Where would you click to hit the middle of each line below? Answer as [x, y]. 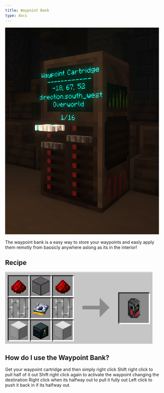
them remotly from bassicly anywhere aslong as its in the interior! [71, 247]
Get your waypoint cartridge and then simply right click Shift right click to [79, 369]
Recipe [16, 262]
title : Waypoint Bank [27, 10]
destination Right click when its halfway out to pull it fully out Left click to [79, 380]
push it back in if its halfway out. [38, 385]
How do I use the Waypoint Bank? [57, 357]
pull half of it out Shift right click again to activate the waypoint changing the [82, 375]
